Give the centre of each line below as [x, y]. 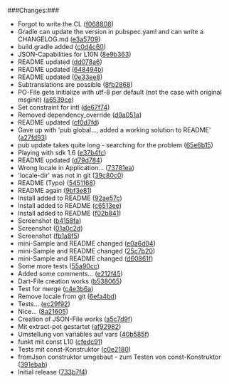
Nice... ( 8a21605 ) [43, 311]
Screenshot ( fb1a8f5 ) [49, 236]
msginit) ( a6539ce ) [46, 100]
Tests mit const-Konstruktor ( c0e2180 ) [74, 349]
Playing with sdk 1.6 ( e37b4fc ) [62, 153]
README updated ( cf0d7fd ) [58, 122]
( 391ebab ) [33, 364]
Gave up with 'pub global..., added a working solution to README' [114, 130]
